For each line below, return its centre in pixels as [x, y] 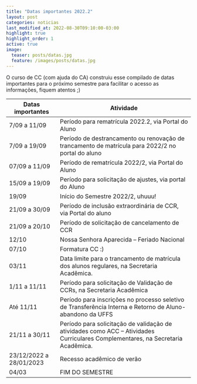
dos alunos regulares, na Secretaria [108, 266]
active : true [22, 45]
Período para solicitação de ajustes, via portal [123, 179]
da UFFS [101, 314]
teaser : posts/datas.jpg [42, 55]
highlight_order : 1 [30, 39]
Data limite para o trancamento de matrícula [120, 259]
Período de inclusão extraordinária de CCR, [119, 206]
